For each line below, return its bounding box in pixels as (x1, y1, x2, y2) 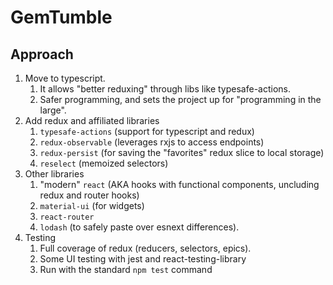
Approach (10, 46, 74, 63)
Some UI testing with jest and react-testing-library (39, 253, 247, 265)
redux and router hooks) (39, 189, 140, 201)
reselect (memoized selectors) (39, 157, 169, 169)
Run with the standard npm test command (39, 264, 213, 275)
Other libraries (24, 168, 85, 180)
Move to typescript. (24, 72, 106, 84)
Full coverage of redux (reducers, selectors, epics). (39, 242, 252, 254)
